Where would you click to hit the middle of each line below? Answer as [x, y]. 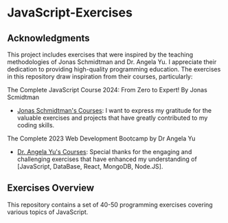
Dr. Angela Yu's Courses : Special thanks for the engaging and [104, 152]
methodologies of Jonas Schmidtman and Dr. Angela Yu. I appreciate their [112, 62]
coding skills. [36, 125]
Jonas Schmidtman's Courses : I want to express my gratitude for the [114, 110]
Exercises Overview [51, 188]
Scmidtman [23, 97]
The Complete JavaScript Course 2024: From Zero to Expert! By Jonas [107, 90]
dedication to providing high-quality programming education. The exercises [114, 69]
